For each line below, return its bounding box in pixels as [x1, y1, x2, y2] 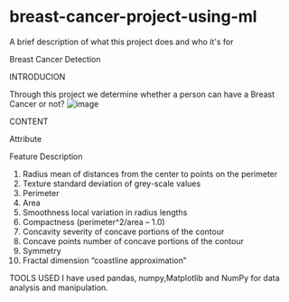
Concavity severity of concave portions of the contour [22, 226, 225, 237]
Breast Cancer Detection [9, 53, 101, 64]
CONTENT [9, 116, 49, 127]
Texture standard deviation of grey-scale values [22, 178, 201, 189]
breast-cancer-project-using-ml [9, 6, 257, 27]
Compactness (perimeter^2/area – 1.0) [22, 216, 165, 227]
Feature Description [9, 151, 83, 162]
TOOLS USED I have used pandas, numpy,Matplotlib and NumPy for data [9, 272, 280, 283]
